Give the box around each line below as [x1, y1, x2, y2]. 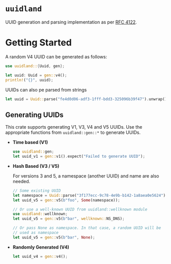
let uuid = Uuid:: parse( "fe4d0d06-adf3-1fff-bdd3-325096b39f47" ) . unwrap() [5, 96, 167, 102]
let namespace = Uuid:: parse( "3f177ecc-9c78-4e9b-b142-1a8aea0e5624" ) [12, 193, 166, 198]
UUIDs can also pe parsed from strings [5, 86, 87, 93]
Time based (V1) [12, 139, 48, 145]
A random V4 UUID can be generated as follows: [5, 53, 107, 60]
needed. [12, 178, 31, 184]
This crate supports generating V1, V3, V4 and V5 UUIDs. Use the [5, 124, 142, 130]
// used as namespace [12, 230, 59, 236]
